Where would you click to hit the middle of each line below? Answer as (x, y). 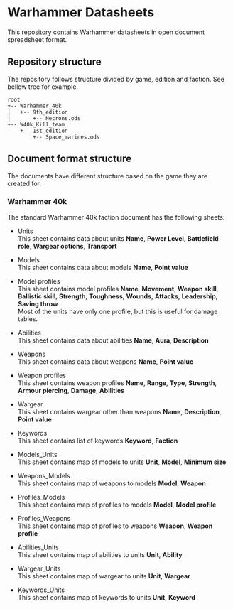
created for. (24, 183)
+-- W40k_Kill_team (36, 124)
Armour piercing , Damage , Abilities (71, 390)
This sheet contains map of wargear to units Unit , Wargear (104, 576)
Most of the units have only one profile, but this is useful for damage (118, 311)
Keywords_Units (41, 590)
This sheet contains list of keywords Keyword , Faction (98, 441)
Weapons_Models (44, 475)
